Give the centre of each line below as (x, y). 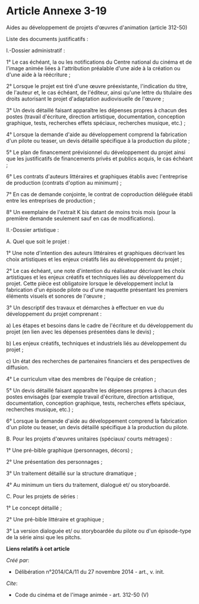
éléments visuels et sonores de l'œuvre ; (56, 296)
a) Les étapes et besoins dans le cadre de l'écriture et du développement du (99, 325)
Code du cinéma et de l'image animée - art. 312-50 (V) (82, 594)
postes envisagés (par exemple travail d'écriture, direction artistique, (90, 397)
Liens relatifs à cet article (38, 549)
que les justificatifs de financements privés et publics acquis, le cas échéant (99, 158)
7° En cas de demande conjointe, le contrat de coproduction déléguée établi (99, 194)
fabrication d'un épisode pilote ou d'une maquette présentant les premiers (97, 290)
